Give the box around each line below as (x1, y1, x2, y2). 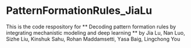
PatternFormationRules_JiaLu (6, 4, 153, 17)
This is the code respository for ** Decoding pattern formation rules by (6, 23, 176, 30)
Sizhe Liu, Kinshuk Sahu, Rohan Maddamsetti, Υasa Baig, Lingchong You (6, 35, 181, 42)
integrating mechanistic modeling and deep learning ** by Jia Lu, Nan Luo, (6, 29, 185, 36)
